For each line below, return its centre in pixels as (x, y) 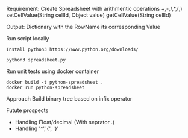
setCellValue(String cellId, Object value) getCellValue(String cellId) (89, 15)
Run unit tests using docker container (53, 71)
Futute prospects (27, 110)
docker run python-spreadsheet (45, 87)
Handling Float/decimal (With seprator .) (65, 122)
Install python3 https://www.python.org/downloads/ (72, 49)
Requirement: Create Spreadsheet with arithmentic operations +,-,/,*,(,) (94, 9)
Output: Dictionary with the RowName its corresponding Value (83, 27)
